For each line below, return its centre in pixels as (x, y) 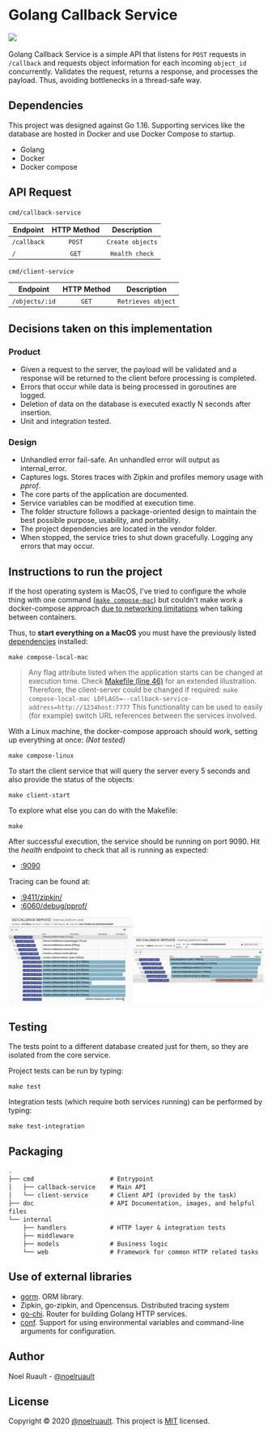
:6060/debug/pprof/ (53, 906)
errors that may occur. (57, 546)
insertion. (36, 412)
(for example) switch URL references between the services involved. (142, 715)
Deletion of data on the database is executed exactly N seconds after (135, 404)
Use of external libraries (70, 1277)
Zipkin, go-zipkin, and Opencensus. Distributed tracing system (124, 1305)
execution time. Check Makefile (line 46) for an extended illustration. (142, 681)
